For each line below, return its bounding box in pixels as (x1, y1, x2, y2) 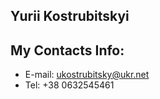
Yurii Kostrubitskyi (10, 8, 130, 25)
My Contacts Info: (10, 42, 125, 59)
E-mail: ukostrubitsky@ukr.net (24, 69, 150, 81)
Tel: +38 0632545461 (24, 79, 115, 91)
